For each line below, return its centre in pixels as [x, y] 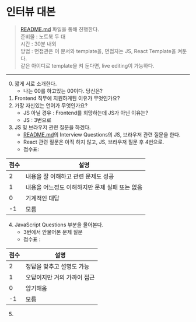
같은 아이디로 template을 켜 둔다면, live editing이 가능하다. [87, 65]
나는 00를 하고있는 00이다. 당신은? [63, 90]
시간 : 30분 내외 [38, 44]
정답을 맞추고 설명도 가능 [57, 266]
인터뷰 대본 [31, 12]
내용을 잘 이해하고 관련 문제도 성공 [70, 176]
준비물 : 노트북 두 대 [43, 36]
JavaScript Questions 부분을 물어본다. [59, 225]
